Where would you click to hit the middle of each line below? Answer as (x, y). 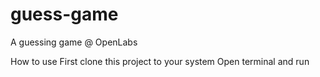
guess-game (64, 14)
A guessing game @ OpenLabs (74, 42)
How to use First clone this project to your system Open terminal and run (160, 61)
